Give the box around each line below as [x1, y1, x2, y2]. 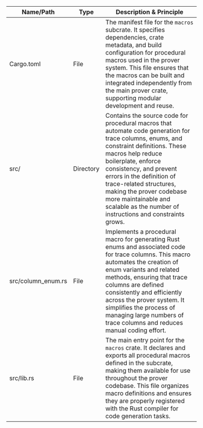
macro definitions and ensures [105, 389, 192, 397]
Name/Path [21, 8, 56, 16]
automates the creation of [105, 258, 179, 266]
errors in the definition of [105, 172, 176, 180]
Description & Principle [115, 8, 184, 16]
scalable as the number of [105, 203, 179, 211]
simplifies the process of [105, 304, 175, 311]
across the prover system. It [105, 296, 185, 304]
